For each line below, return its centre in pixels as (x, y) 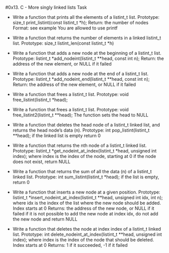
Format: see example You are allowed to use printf (65, 28)
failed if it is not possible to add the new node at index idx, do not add (85, 214)
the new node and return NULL (45, 219)
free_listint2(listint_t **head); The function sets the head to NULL (80, 115)
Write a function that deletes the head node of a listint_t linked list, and (86, 125)
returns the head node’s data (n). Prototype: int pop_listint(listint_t (81, 130)
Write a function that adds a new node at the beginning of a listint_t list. (87, 53)
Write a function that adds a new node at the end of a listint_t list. (80, 74)
